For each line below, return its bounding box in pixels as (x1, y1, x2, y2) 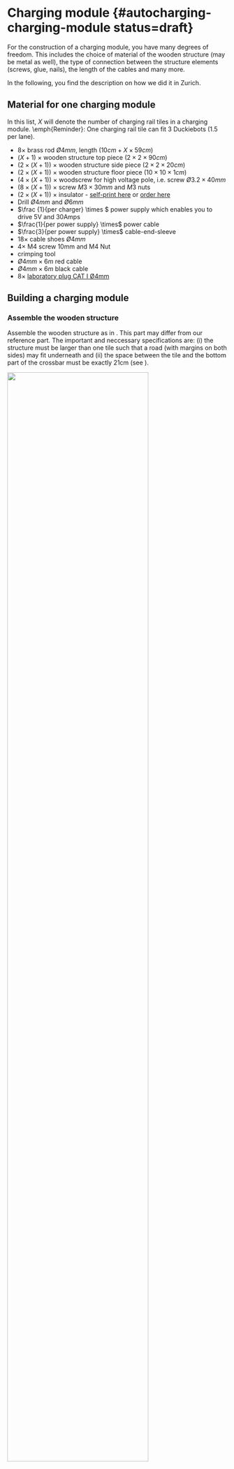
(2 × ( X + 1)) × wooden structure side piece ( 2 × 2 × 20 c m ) (17, 161, 186, 169)
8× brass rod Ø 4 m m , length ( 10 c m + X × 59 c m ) (17, 145, 154, 154)
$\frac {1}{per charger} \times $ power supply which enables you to (17, 205, 213, 214)
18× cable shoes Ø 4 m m (17, 235, 86, 243)
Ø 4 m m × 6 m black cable (17, 264, 89, 273)
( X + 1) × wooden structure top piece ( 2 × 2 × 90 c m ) (17, 153, 168, 161)
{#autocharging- (112, 5, 212, 21)
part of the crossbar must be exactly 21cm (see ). (7, 358, 149, 367)
